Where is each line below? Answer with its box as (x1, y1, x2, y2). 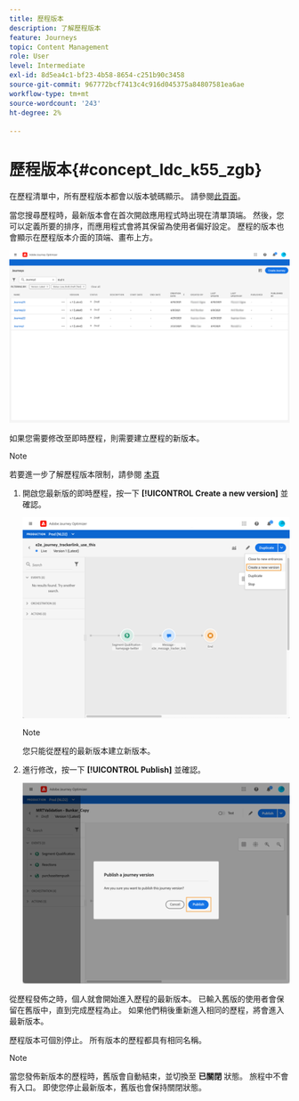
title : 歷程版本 (9, 14, 64, 23)
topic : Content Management (9, 43, 109, 52)
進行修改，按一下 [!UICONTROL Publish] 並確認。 (21, 765, 206, 775)
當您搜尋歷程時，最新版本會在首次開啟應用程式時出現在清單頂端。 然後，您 (9, 210, 285, 221)
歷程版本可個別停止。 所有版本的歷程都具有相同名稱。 (9, 1035, 206, 1046)
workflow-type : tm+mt (9, 89, 90, 98)
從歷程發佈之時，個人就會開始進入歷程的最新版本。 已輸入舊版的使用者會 (9, 993, 277, 1005)
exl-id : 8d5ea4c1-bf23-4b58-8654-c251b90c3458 (9, 71, 185, 80)
